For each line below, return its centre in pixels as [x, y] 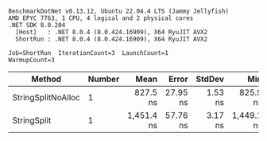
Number [104, 79]
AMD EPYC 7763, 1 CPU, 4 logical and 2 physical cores [101, 18]
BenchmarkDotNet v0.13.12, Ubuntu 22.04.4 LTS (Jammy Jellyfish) [118, 11]
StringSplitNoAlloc [46, 98]
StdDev [210, 79]
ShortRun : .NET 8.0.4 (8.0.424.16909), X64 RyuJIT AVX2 [112, 39]
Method [46, 79]
